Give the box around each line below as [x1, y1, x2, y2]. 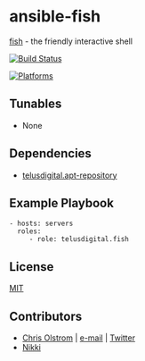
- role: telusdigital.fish [28, 235, 129, 244]
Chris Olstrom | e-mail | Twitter [21, 332, 136, 343]
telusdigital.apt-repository [21, 170, 117, 180]
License [9, 259, 54, 274]
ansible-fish [9, 6, 101, 27]
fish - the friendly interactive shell [9, 36, 133, 46]
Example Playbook [9, 195, 114, 211]
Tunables [9, 97, 62, 112]
